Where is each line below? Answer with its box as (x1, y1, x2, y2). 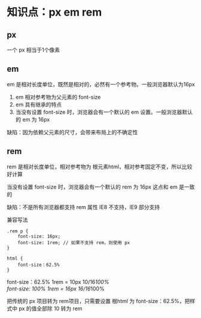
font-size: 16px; (17, 233, 61, 240)
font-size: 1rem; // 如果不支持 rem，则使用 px (17, 240, 130, 246)
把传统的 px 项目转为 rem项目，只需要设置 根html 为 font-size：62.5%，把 (7, 297, 190, 304)
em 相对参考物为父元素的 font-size (15, 93, 101, 101)
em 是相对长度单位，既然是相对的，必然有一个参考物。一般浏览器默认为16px (7, 80, 195, 87)
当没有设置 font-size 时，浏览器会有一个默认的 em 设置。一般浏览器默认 (15, 108, 193, 116)
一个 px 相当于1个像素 (7, 46, 60, 53)
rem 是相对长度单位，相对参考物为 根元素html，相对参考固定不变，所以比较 (7, 163, 193, 170)
